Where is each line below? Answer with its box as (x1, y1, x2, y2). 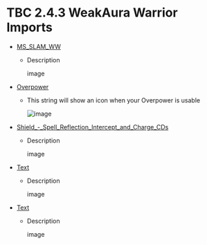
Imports (6, 19, 53, 35)
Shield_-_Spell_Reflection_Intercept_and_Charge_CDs (16, 122, 169, 131)
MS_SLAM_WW (16, 42, 62, 51)
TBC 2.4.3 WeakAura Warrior (6, 5, 178, 21)
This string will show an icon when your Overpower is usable (26, 96, 201, 105)
